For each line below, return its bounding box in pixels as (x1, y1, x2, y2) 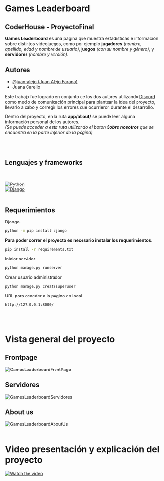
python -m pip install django (5, 228, 67, 233)
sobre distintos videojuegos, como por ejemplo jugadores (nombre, (5, 41, 142, 47)
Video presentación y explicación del (5, 444, 160, 455)
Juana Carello (12, 84, 41, 90)
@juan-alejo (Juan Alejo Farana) (12, 78, 78, 84)
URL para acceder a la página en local (5, 293, 82, 298)
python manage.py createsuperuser (5, 284, 76, 289)
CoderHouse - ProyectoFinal (5, 23, 94, 31)
